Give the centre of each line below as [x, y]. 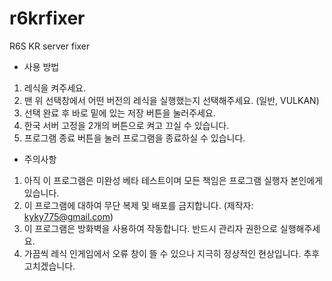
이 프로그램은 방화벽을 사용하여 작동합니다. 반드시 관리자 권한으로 [150, 228]
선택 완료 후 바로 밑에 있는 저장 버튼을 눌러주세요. [119, 113]
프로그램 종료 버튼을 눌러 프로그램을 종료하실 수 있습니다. [134, 138]
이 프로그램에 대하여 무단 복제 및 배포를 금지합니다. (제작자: [138, 205]
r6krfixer [47, 18]
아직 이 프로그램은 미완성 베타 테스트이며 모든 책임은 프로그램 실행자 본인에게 [173, 180]
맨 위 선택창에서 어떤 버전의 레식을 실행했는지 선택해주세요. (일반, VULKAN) [171, 100]
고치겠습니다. [49, 266]
